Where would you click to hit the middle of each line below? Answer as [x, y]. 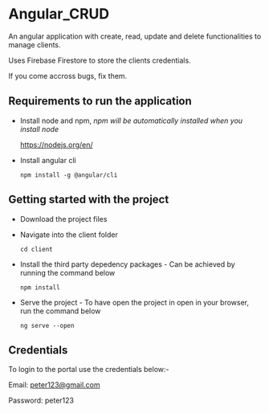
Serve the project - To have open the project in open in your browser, [134, 302]
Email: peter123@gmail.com [54, 385]
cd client [37, 249]
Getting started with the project [89, 200]
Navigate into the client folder [69, 235]
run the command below [60, 311]
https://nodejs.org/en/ [57, 145]
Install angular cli [48, 160]
